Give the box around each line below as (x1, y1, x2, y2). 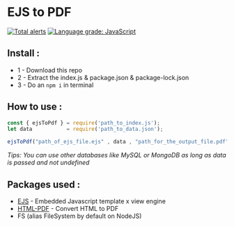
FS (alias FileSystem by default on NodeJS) (17, 212, 142, 220)
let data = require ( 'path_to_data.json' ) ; (7, 126, 164, 133)
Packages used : (7, 178, 81, 190)
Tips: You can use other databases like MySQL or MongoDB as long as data (7, 151, 226, 159)
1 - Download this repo (17, 65, 82, 74)
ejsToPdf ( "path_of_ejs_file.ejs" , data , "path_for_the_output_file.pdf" (7, 139, 229, 146)
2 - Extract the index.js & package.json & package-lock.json (17, 73, 189, 81)
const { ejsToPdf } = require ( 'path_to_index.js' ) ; (7, 119, 160, 126)
